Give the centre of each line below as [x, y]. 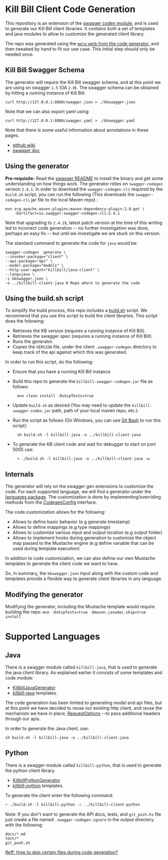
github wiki [24, 145]
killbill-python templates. [38, 786]
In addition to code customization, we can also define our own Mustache [80, 558]
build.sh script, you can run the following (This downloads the [70, 194]
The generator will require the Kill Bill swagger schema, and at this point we [83, 82]
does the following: [25, 321]
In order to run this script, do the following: [49, 362]
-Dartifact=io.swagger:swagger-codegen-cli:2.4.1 [67, 213]
